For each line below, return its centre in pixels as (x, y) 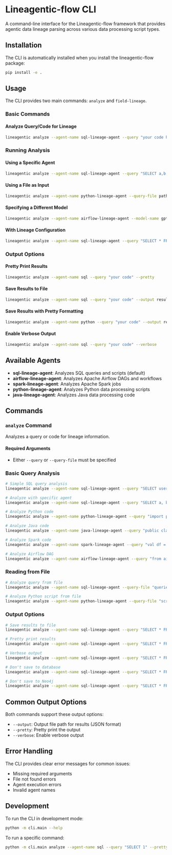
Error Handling (29, 751)
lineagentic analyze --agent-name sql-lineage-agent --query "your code (84, 137)
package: (15, 63)
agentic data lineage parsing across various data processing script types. (83, 29)
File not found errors (34, 779)
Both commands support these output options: (55, 714)
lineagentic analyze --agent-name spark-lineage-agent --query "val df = (86, 545)
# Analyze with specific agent (39, 498)
